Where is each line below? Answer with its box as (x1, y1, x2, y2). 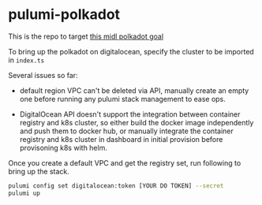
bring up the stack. (8, 166, 69, 176)
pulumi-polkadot (8, 6, 121, 24)
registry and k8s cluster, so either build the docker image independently (19, 117, 254, 127)
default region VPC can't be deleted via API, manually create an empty (19, 85, 249, 95)
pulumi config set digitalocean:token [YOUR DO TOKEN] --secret (8, 181, 224, 190)
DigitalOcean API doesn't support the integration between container (19, 109, 241, 119)
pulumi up (8, 189, 41, 197)
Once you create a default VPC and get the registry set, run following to (8, 158, 241, 167)
